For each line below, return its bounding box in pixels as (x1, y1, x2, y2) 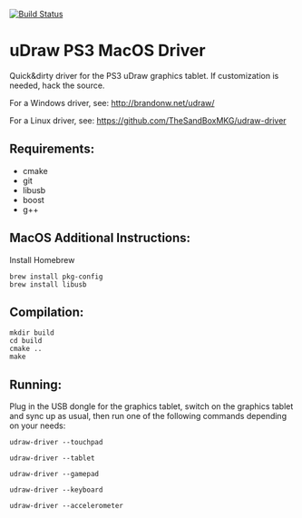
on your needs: (9, 420, 66, 431)
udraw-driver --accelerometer (9, 502, 124, 511)
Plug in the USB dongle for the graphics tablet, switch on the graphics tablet (9, 401, 294, 412)
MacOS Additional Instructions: (9, 230, 191, 246)
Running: (9, 376, 63, 392)
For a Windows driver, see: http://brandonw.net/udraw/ (9, 97, 215, 108)
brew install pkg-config (9, 272, 103, 281)
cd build (9, 337, 43, 346)
